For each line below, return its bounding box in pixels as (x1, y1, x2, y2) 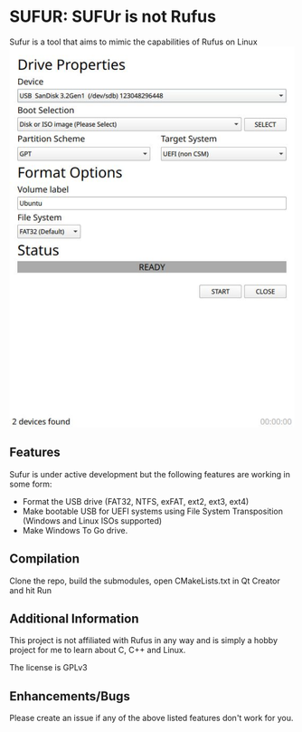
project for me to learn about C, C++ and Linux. (9, 645, 186, 656)
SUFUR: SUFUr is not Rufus (9, 6, 217, 27)
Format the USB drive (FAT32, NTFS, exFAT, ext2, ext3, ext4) (22, 496, 250, 506)
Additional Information (9, 611, 139, 626)
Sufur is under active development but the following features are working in (9, 468, 291, 479)
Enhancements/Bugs (9, 689, 131, 704)
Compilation (9, 551, 80, 567)
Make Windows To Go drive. (22, 525, 128, 535)
